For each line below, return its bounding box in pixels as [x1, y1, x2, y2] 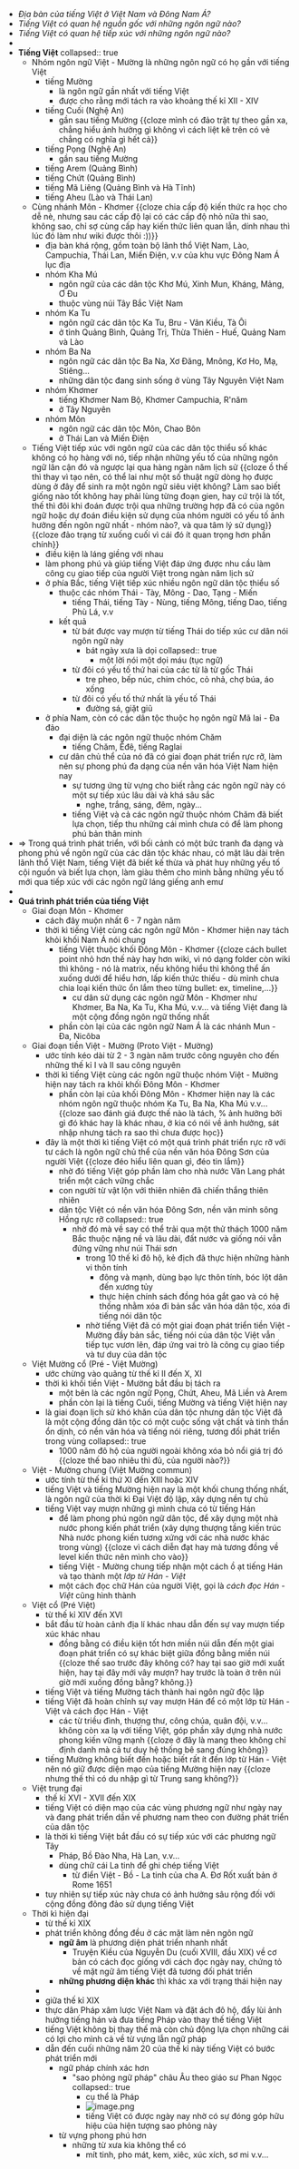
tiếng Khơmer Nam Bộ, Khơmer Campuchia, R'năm [58, 395, 247, 405]
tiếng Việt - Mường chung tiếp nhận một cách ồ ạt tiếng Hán [58, 1561, 284, 1572]
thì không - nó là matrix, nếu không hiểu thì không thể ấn [58, 963, 271, 974]
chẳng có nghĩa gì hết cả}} [58, 134, 159, 144]
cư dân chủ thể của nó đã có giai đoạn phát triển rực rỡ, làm [58, 751, 283, 761]
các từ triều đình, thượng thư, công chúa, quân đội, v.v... [58, 1715, 269, 1726]
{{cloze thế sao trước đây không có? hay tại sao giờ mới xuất [58, 1657, 285, 1668]
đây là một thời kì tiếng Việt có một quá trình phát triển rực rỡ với [44, 1137, 286, 1147]
